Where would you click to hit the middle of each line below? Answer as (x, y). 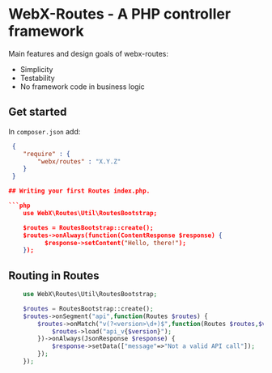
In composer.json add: (45, 131)
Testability (37, 78)
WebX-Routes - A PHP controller (120, 14)
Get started (38, 112)
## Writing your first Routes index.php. (79, 191)
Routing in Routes (54, 276)
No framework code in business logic (83, 87)
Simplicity (36, 69)
